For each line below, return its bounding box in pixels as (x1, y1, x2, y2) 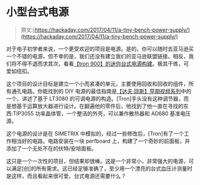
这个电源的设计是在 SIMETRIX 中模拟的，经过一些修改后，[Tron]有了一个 (6, 130, 185, 137)
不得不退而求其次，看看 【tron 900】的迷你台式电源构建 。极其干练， (16, 60, 184, 67)
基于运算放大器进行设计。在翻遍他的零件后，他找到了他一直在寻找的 (16, 102, 183, 109)
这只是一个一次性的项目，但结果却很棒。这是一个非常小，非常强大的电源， (6, 157, 189, 164)
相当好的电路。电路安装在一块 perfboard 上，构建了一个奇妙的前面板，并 (11, 137, 190, 145)
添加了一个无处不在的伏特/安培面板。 (6, 145, 97, 152)
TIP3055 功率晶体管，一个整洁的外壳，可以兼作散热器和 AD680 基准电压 (12, 109, 191, 117)
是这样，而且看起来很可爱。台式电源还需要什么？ (6, 172, 126, 179)
